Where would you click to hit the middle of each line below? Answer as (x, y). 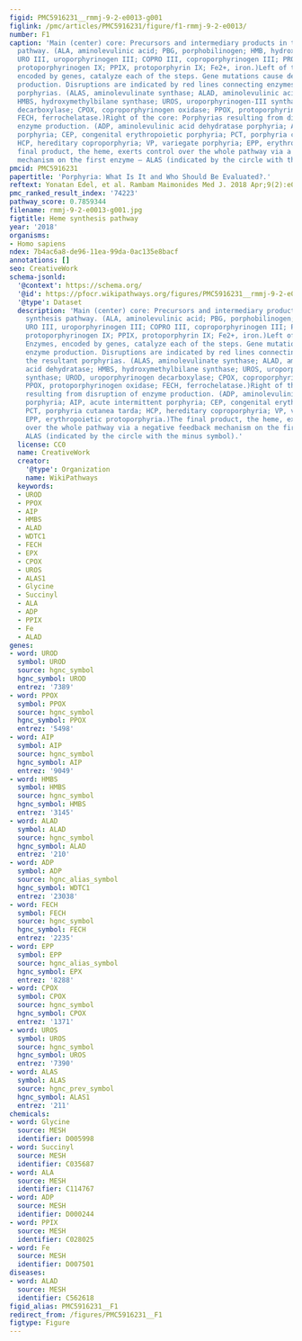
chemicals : (30, 1114)
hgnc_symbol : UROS (52, 1055)
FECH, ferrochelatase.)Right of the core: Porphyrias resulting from (150, 118)
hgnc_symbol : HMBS (52, 805)
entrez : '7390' (46, 1064)
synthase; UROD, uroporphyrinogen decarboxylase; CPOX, (133, 378)
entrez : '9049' (46, 770)
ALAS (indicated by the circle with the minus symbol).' (134, 436)
